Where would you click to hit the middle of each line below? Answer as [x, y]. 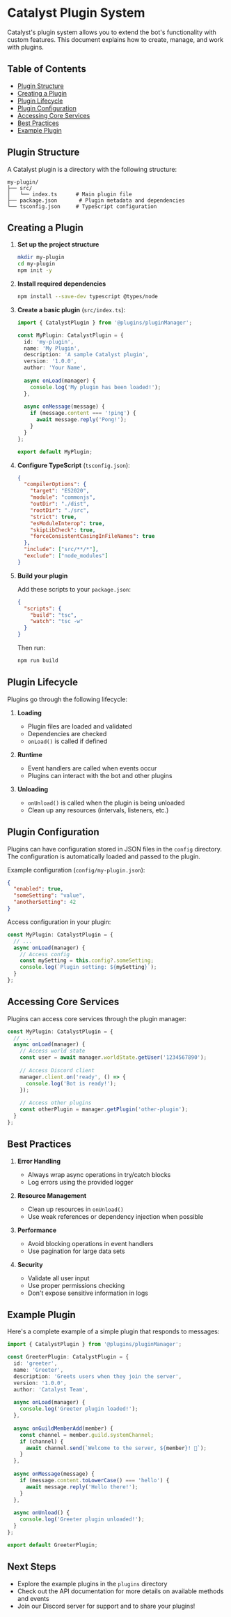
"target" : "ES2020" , [60, 491]
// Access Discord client [57, 1070]
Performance [37, 1230]
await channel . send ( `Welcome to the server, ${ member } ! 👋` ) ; [116, 1448]
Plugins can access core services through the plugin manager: [97, 1018]
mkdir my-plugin [41, 257]
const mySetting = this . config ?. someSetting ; [87, 961]
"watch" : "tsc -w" [57, 622]
